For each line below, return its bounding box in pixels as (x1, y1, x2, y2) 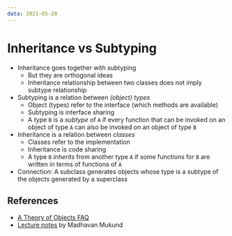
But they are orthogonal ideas (27, 71, 114, 79)
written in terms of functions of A (27, 160, 122, 168)
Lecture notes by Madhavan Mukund (17, 221, 123, 229)
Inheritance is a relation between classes (17, 130, 135, 138)
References (7, 195, 59, 207)
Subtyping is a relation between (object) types (17, 93, 150, 101)
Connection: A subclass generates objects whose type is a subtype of (17, 167, 219, 175)
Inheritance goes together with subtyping (17, 64, 137, 72)
